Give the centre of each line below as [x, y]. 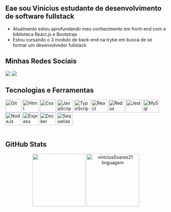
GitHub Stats [26, 144]
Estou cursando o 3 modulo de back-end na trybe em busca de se [82, 39]
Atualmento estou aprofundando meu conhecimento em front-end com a [89, 29]
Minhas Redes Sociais [41, 61]
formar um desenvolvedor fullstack [50, 45]
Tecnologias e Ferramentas [50, 90]
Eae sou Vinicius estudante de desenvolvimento [83, 8]
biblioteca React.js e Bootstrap [45, 34]
